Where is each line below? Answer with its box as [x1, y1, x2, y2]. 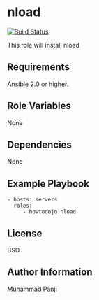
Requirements [7, 61, 70, 73]
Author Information [7, 266, 93, 278]
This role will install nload [7, 41, 80, 49]
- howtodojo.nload [22, 208, 77, 215]
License [7, 227, 43, 239]
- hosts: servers [7, 197, 58, 203]
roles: [13, 202, 33, 210]
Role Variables [7, 100, 71, 112]
